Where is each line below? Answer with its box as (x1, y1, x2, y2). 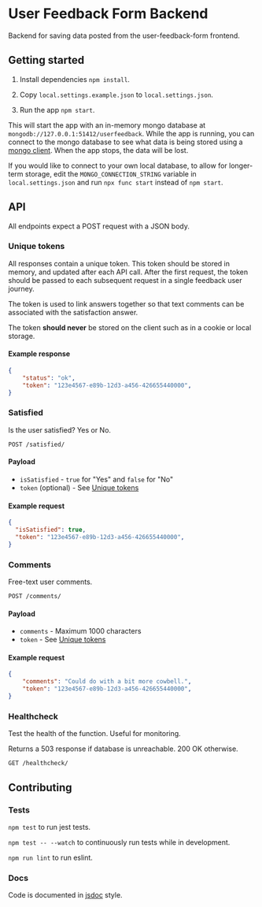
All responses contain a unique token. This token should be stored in (8, 258, 231, 268)
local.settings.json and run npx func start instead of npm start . (8, 177, 223, 187)
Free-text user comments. (8, 577, 93, 587)
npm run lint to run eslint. (8, 853, 93, 862)
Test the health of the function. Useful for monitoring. (8, 729, 181, 738)
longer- (229, 161, 253, 170)
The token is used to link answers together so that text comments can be (8, 299, 245, 308)
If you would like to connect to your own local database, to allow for (8, 161, 228, 170)
